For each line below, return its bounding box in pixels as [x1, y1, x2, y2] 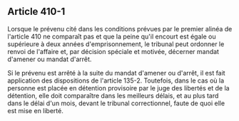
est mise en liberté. [7, 106, 64, 115]
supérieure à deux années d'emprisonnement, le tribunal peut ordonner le [7, 39, 225, 48]
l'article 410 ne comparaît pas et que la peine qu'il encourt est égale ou [7, 32, 216, 41]
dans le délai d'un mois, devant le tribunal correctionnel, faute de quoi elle [7, 99, 225, 107]
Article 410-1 [7, 6, 66, 18]
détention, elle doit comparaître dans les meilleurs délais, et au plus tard [7, 91, 219, 100]
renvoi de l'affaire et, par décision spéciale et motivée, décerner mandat [7, 47, 220, 56]
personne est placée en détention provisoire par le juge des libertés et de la [7, 83, 230, 92]
